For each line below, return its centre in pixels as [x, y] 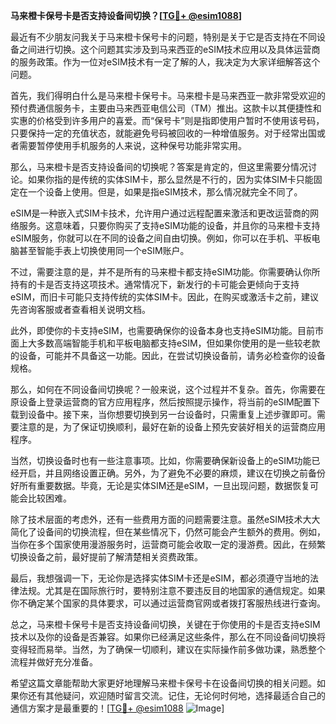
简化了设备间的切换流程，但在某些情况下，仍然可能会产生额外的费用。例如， [168, 532]
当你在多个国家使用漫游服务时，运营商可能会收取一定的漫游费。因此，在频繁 [168, 544]
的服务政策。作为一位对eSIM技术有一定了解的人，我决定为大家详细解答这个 [165, 62]
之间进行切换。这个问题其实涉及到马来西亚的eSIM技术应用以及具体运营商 [169, 49]
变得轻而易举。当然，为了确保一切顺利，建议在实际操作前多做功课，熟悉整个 [168, 649]
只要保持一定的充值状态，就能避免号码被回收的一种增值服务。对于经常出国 [163, 133]
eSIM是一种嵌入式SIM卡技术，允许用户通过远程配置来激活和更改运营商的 [160, 213]
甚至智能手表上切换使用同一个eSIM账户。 [104, 250]
